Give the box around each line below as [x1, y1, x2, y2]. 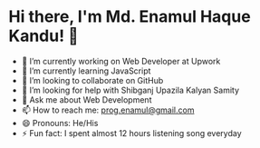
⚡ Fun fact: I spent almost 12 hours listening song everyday [21, 127, 242, 138]
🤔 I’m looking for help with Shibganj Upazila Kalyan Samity [21, 84, 240, 95]
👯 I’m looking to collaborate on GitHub [21, 74, 164, 85]
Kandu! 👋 [8, 25, 79, 46]
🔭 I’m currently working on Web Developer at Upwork [21, 55, 221, 66]
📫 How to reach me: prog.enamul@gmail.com [21, 104, 195, 115]
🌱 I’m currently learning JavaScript [21, 65, 151, 76]
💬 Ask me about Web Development [21, 94, 152, 105]
